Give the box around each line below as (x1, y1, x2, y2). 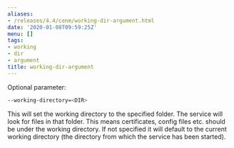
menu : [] (7, 30, 34, 38)
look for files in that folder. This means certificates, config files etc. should (7, 117, 226, 125)
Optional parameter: (7, 83, 66, 91)
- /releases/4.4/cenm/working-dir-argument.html (7, 17, 155, 24)
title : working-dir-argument (7, 63, 94, 70)
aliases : (7, 10, 34, 18)
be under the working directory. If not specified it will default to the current (7, 125, 227, 133)
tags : (7, 37, 24, 44)
